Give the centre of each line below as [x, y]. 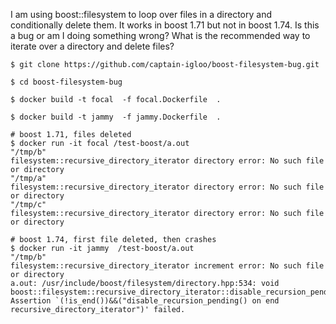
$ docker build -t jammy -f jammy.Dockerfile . [116, 117]
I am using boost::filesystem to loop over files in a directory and [141, 14]
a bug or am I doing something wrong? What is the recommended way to [160, 35]
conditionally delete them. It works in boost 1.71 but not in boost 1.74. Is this [165, 25]
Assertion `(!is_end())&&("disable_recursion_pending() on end [145, 301]
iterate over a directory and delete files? [92, 46]
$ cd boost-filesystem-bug [66, 82]
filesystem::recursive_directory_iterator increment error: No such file [167, 266]
